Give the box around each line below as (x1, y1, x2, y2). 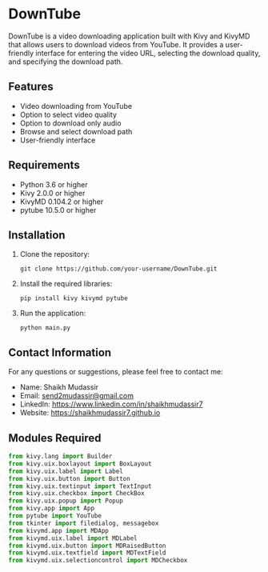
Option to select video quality (19, 110, 118, 119)
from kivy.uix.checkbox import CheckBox (8, 490, 146, 498)
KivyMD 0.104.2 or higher (19, 197, 104, 206)
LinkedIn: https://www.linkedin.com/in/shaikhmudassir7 (19, 399, 203, 409)
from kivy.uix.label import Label (8, 467, 124, 475)
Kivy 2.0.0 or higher (19, 188, 86, 198)
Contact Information (8, 346, 112, 359)
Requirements (8, 158, 80, 172)
